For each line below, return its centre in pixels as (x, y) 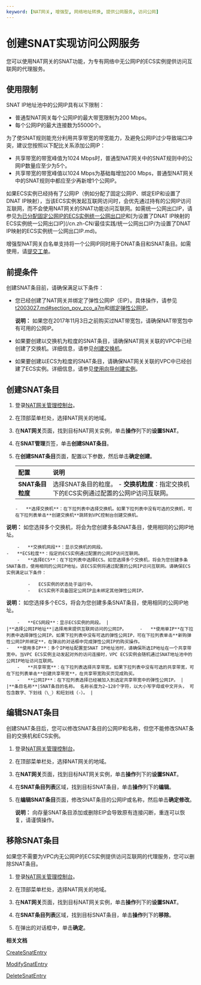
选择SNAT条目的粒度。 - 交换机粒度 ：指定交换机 (121, 484)
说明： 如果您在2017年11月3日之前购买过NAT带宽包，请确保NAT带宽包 (101, 321)
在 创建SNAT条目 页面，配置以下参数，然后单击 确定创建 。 (85, 456)
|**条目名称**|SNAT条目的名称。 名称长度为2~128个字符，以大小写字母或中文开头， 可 (100, 686)
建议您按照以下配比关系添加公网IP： (61, 145)
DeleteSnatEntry (26, 975)
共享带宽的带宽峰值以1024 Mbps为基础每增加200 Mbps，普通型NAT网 (101, 173)
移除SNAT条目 (33, 841)
